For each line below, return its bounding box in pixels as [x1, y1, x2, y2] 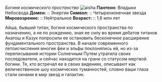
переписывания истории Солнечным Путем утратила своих [5, 51, 131, 56]
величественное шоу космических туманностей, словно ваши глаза [5, 66, 149, 72]
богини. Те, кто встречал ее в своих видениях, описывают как [5, 61, 136, 67]
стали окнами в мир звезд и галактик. [5, 72, 85, 77]
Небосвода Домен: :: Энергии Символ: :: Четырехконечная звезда [5, 10, 147, 16]
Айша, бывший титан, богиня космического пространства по [5, 25, 133, 30]
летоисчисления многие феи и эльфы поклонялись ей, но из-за [5, 46, 139, 51]
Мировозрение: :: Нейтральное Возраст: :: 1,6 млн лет [5, 15, 120, 21]
